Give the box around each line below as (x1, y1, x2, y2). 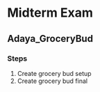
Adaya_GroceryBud (7, 33, 94, 45)
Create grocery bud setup (17, 69, 92, 77)
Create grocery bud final (17, 77, 88, 85)
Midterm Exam (7, 5, 94, 21)
